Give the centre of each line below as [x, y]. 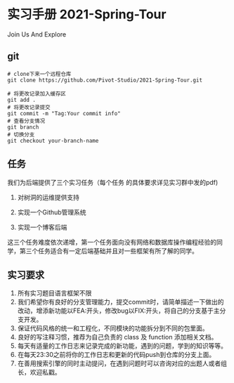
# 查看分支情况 [26, 121]
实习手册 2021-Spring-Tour [87, 14]
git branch [23, 127]
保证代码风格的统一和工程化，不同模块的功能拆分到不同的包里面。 [113, 328]
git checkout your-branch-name [53, 141]
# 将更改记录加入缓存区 [37, 93]
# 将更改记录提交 [29, 107]
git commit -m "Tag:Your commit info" [64, 113]
